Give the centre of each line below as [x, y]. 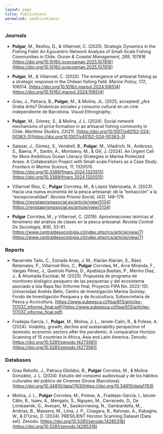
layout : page [18, 9]
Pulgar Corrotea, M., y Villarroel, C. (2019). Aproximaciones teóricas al [83, 217]
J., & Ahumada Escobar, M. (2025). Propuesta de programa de [74, 276]
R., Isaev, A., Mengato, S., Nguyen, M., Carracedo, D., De [81, 401]
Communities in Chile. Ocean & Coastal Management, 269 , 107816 [79, 56]
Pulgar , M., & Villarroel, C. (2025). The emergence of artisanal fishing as [84, 76]
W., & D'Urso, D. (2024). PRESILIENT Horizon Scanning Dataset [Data [81, 416]
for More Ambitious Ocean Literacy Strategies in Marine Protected [78, 156]
